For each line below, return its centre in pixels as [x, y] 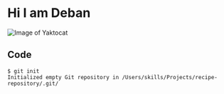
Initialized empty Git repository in [63, 77]
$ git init [23, 71]
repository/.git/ [33, 83]
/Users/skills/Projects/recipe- [170, 77]
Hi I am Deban [49, 13]
